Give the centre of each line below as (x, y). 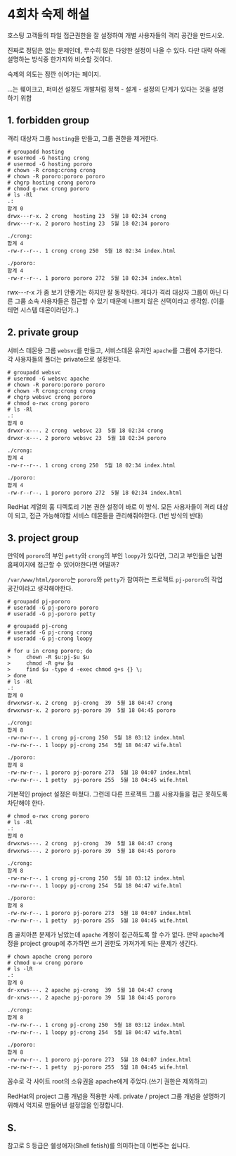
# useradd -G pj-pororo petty (52, 614)
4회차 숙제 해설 (48, 14)
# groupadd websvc (34, 372)
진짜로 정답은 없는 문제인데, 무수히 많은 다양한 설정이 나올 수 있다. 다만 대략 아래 (117, 50)
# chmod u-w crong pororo (45, 963)
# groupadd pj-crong (38, 627)
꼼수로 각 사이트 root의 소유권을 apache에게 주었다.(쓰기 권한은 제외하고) (107, 1081)
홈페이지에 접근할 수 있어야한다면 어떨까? (63, 565)
